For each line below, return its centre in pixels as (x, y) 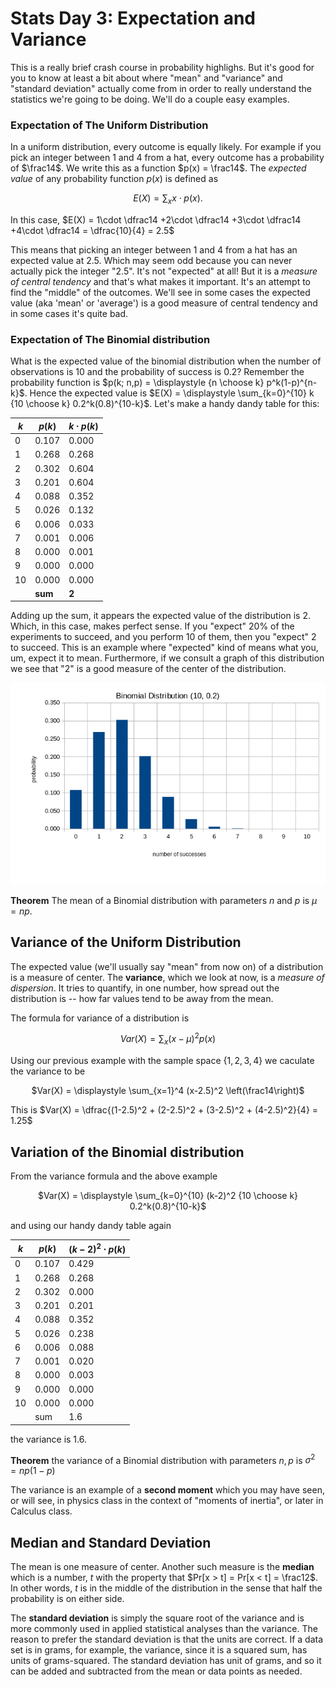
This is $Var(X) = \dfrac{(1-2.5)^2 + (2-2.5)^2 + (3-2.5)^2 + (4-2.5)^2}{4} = (164, 1110)
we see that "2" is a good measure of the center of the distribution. (148, 669)
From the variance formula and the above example (114, 1176)
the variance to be (48, 1071)
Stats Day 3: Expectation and (133, 18)
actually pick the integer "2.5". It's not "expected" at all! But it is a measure (164, 271)
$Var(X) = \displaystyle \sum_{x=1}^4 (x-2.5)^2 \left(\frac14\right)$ (168, 1091)
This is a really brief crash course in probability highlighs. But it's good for (162, 67)
